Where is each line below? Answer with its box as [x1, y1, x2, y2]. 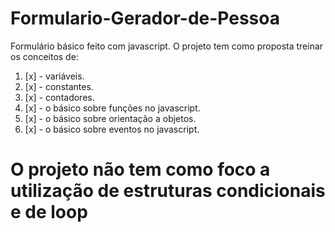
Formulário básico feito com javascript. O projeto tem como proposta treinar [10, 40, 324, 52]
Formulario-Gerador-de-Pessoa [10, 7, 280, 30]
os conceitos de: [10, 50, 79, 62]
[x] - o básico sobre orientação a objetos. [24, 112, 197, 124]
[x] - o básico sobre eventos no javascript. [24, 123, 200, 135]
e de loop [10, 201, 88, 224]
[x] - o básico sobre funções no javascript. [24, 102, 201, 114]
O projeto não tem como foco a [10, 158, 271, 181]
